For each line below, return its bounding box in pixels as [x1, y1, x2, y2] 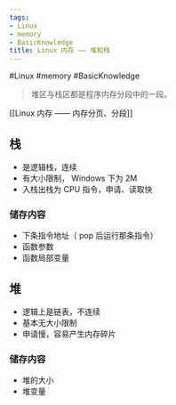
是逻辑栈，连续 [21, 161, 77, 172]
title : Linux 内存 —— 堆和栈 [9, 46, 111, 55]
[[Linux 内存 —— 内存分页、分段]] [9, 108, 133, 118]
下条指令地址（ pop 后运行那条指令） [21, 231, 158, 241]
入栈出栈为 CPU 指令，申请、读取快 [21, 183, 153, 194]
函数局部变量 [21, 253, 69, 263]
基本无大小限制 [21, 318, 77, 328]
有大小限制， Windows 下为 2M [21, 173, 138, 183]
